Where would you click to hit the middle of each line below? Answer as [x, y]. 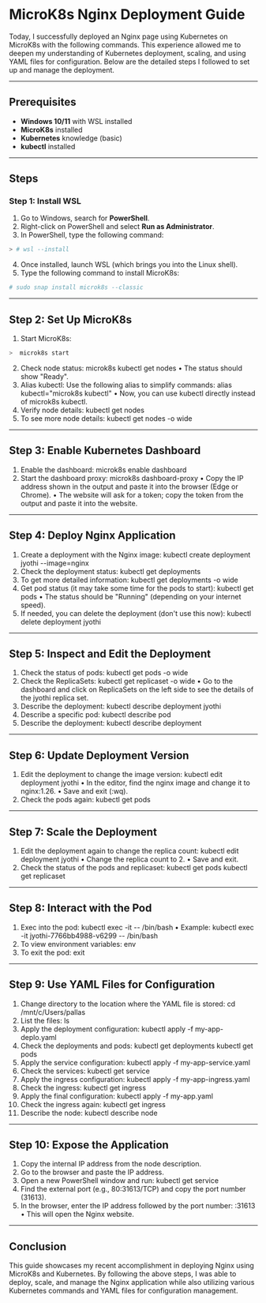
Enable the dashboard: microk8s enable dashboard [103, 469]
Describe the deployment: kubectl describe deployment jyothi [121, 706]
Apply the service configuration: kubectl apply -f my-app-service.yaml [135, 1062]
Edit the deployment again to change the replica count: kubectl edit [129, 851]
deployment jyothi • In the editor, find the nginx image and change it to [135, 783]
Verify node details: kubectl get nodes [82, 410]
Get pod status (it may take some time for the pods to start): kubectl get [137, 588]
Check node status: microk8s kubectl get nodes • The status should [131, 368]
